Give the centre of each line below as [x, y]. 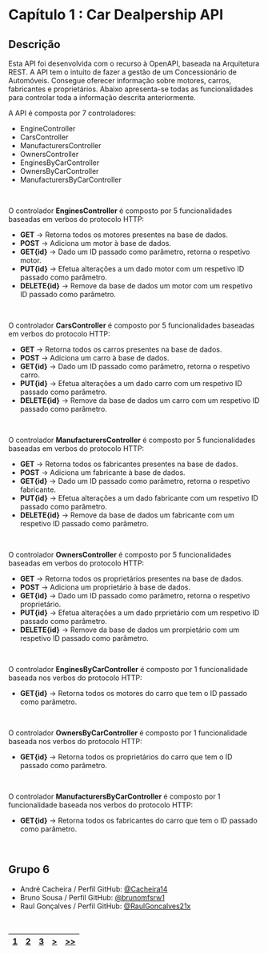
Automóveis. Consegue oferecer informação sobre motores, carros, [120, 81]
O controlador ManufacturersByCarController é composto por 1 [115, 796]
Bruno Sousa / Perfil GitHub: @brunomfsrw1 [92, 897]
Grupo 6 [29, 869]
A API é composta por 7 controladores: [72, 113]
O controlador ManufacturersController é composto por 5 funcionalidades [132, 440]
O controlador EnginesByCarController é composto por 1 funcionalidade [128, 669]
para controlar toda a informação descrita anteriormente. [102, 97]
